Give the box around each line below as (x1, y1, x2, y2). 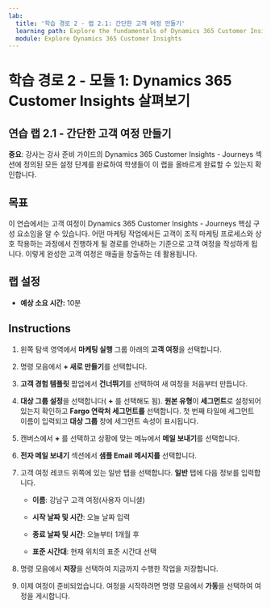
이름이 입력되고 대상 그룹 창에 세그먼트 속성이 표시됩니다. (19, 416, 199, 425)
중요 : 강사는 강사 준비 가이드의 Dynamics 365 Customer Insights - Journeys (8, 150, 254, 159)
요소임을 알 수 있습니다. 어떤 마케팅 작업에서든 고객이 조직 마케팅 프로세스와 (16, 229, 254, 239)
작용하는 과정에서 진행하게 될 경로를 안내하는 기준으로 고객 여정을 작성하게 (16, 239, 250, 249)
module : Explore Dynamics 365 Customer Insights (15, 34, 182, 43)
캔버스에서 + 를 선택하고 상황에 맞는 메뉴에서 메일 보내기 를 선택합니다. (19, 433, 240, 443)
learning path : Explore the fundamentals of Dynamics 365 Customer (15, 27, 248, 35)
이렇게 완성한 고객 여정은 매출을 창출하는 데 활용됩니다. (25, 249, 198, 259)
